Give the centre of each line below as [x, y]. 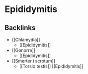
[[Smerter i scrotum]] [34, 61]
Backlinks [20, 28]
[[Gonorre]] [24, 50]
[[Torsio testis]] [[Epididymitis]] [51, 66]
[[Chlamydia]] [26, 39]
